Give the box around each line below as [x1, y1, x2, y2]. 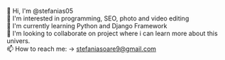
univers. [6, 37, 31, 45]
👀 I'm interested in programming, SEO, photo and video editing [6, 14, 190, 23]
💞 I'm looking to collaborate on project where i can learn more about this [6, 29, 218, 37]
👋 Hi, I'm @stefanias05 [6, 7, 74, 15]
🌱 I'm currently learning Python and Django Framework [6, 22, 168, 30]
